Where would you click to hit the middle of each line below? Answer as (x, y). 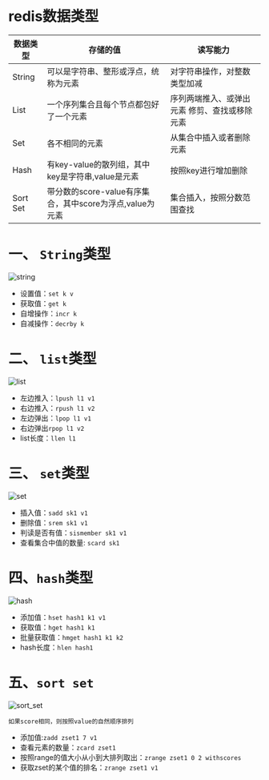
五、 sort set (51, 682)
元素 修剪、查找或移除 (211, 111)
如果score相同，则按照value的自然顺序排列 (71, 722)
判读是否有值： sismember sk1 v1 (73, 533)
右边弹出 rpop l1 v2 (52, 428)
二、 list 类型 (52, 359)
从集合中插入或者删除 (210, 137)
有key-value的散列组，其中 (98, 164)
